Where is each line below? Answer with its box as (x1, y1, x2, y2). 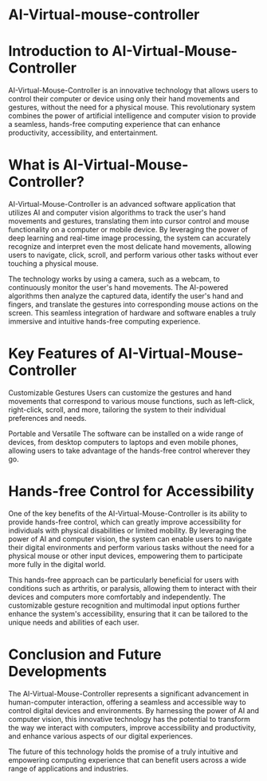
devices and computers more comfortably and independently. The (8, 592, 226, 601)
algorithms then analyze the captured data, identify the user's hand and (8, 291, 244, 301)
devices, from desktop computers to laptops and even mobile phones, (8, 438, 238, 446)
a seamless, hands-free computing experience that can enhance (8, 120, 221, 129)
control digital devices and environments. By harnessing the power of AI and (8, 705, 260, 716)
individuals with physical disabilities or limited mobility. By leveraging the (8, 525, 247, 535)
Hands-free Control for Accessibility (8, 482, 255, 501)
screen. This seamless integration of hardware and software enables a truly (8, 308, 257, 318)
